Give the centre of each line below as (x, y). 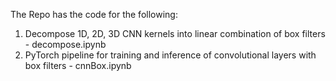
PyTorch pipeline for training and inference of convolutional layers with (170, 55)
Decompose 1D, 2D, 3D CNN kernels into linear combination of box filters (175, 33)
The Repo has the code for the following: (94, 14)
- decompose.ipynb (65, 44)
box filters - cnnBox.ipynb (78, 65)
